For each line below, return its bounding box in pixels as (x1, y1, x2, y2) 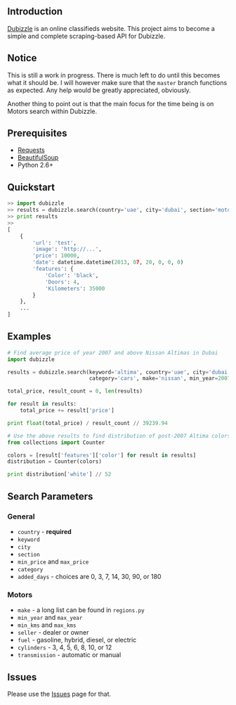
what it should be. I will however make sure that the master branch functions (7, 78, 228, 87)
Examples (7, 331, 51, 343)
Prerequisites (7, 127, 67, 139)
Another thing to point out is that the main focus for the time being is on (7, 99, 214, 108)
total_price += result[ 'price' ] (20, 407, 114, 414)
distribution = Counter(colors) (7, 458, 102, 465)
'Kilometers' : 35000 (44, 285, 105, 292)
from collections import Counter (7, 439, 105, 446)
